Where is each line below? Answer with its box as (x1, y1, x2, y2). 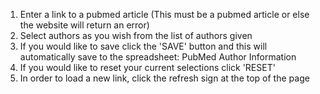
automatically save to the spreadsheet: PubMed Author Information (19, 51, 297, 63)
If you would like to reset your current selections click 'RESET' (19, 62, 276, 73)
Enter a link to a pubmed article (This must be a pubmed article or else (19, 9, 310, 20)
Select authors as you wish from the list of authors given (19, 30, 253, 41)
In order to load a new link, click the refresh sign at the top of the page (19, 72, 310, 84)
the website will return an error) (19, 19, 150, 31)
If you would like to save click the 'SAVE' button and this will (19, 40, 268, 52)
